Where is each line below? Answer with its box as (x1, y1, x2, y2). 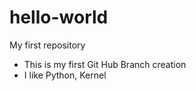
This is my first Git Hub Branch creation (23, 58, 187, 70)
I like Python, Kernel (23, 69, 107, 81)
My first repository (9, 39, 86, 51)
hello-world (9, 6, 109, 29)
